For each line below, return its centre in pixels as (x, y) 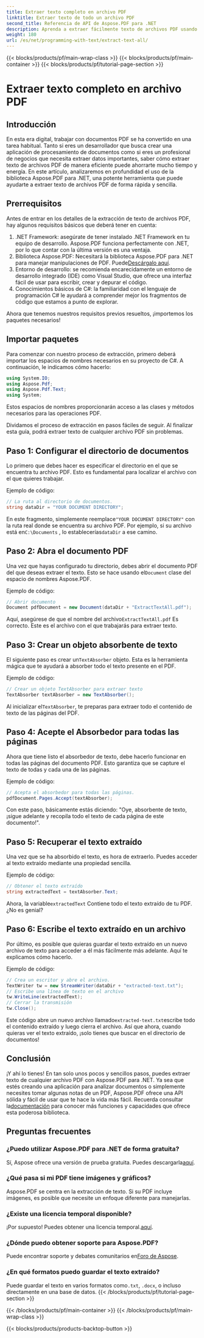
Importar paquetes (43, 339)
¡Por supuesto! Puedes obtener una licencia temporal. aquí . (80, 1227)
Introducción (31, 124)
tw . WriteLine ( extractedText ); (45, 997)
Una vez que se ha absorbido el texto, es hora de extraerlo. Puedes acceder (102, 857)
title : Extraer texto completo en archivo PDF (66, 12)
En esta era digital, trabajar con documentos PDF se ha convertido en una (99, 139)
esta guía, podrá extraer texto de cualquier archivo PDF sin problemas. (95, 432)
